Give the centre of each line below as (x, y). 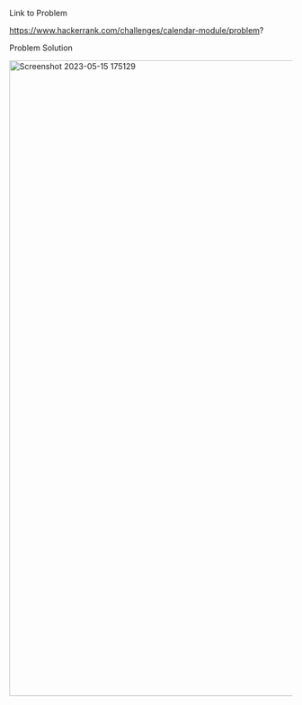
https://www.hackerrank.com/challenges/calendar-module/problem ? (137, 30)
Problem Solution (41, 48)
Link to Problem (38, 13)
